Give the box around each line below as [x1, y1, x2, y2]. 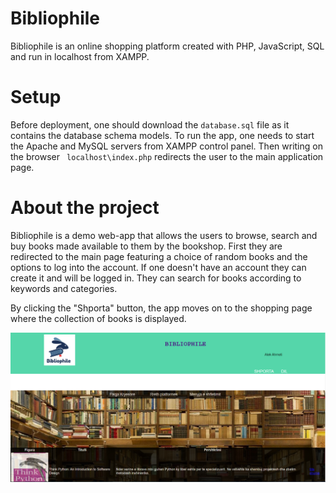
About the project [10, 197, 160, 219]
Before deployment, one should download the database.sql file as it [10, 118, 290, 131]
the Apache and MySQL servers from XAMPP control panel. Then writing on [10, 140, 323, 152]
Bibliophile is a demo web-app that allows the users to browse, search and [10, 229, 318, 241]
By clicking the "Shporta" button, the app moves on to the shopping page [10, 302, 313, 314]
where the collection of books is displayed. [10, 312, 187, 324]
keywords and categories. [10, 282, 118, 294]
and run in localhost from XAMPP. [10, 50, 150, 62]
